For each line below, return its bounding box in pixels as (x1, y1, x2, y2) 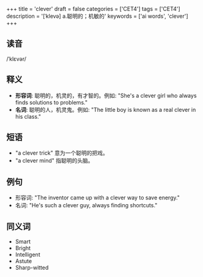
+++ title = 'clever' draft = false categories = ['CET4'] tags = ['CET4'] (6, 6, 180, 12)
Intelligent (15, 251, 41, 259)
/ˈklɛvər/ (6, 55, 26, 62)
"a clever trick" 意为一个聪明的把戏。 (15, 149, 108, 157)
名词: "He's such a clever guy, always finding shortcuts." (15, 202, 158, 209)
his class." (15, 113, 42, 120)
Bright (15, 245, 31, 252)
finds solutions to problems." (15, 98, 87, 106)
